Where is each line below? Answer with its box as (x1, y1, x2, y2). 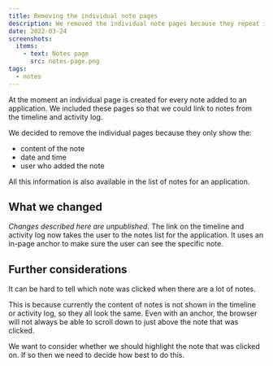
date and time (19, 152, 67, 162)
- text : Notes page (23, 50, 89, 58)
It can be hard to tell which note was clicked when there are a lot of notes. (8, 284, 256, 294)
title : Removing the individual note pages (8, 11, 158, 20)
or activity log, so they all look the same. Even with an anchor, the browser (8, 308, 258, 318)
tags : (8, 65, 27, 73)
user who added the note (19, 160, 105, 171)
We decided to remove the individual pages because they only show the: (8, 128, 252, 137)
